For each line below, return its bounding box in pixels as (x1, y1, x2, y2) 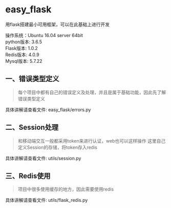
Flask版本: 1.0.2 (5, 45, 38, 51)
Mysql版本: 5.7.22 (5, 58, 42, 64)
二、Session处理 (5, 123, 59, 132)
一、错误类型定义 (5, 75, 59, 83)
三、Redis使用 (5, 171, 51, 180)
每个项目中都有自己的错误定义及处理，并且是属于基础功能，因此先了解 (17, 89, 166, 95)
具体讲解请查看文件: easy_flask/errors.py (5, 107, 91, 113)
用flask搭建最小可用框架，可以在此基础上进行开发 (5, 21, 110, 27)
